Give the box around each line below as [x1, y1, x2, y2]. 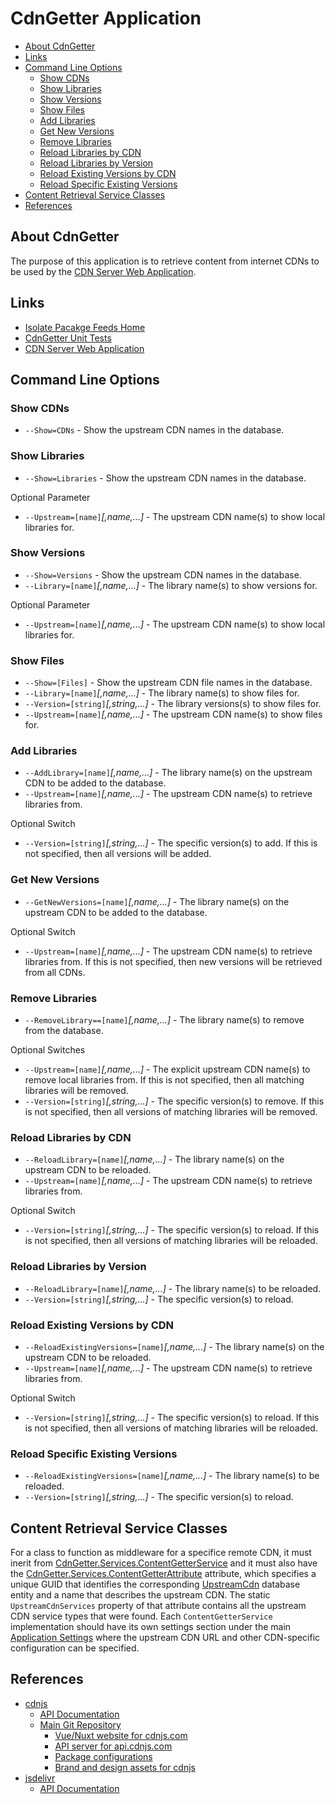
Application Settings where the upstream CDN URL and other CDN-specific [10, 1632, 321, 1644]
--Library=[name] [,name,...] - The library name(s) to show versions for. [24, 579, 318, 591]
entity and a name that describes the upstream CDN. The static [10, 1589, 271, 1601]
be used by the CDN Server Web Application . [10, 265, 197, 277]
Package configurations [54, 1750, 153, 1762]
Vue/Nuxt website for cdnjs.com [54, 1729, 188, 1741]
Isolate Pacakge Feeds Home [24, 321, 146, 333]
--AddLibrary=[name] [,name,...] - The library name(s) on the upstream [24, 767, 313, 779]
